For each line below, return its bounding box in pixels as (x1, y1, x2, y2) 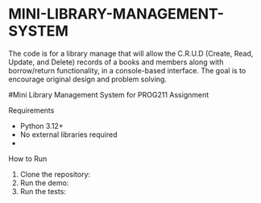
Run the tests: (19, 186, 67, 196)
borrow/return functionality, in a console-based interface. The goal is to (8, 65, 246, 75)
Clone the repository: (19, 169, 91, 179)
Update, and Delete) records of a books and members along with (8, 57, 224, 67)
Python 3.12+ (19, 121, 64, 130)
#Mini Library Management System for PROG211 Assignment (8, 89, 209, 99)
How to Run (8, 154, 48, 164)
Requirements (8, 106, 55, 115)
